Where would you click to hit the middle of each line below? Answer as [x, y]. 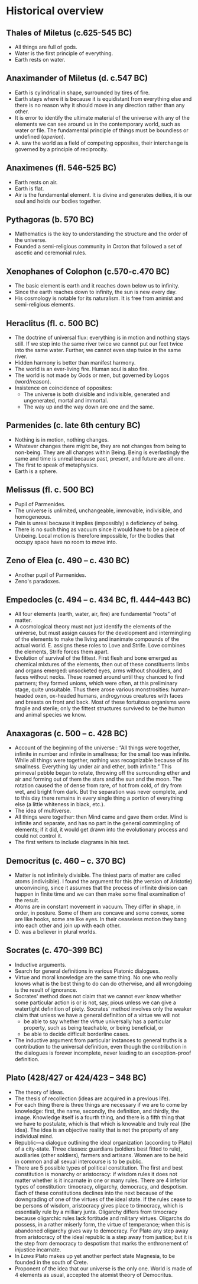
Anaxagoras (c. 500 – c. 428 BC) [67, 733]
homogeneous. [33, 516]
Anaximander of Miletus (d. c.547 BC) [77, 78]
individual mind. [34, 1136]
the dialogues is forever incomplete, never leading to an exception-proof [103, 1053]
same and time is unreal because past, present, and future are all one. [100, 458]
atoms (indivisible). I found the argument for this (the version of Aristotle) [103, 881]
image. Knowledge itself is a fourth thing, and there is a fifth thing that [100, 1117]
